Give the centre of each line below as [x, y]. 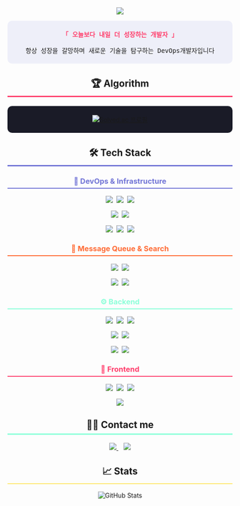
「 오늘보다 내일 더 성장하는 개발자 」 [120, 35]
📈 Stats [120, 471]
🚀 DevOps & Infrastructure [120, 181]
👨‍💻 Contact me [120, 425]
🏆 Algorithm [120, 84]
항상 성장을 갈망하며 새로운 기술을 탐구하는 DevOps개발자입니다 [120, 50]
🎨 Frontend [120, 369]
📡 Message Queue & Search [120, 249]
